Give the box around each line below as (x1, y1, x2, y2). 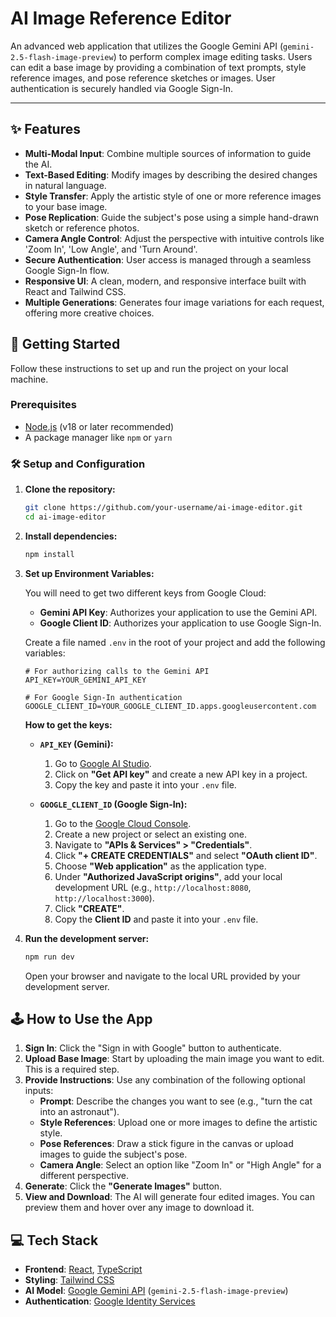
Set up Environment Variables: (24, 567, 155, 579)
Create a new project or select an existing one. (54, 828, 247, 840)
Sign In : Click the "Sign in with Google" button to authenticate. (24, 1042, 282, 1054)
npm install (24, 549, 75, 559)
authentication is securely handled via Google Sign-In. (10, 82, 234, 94)
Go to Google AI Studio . (54, 757, 152, 769)
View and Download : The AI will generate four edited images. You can (24, 1191, 315, 1203)
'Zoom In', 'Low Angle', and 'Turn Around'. (24, 243, 198, 255)
